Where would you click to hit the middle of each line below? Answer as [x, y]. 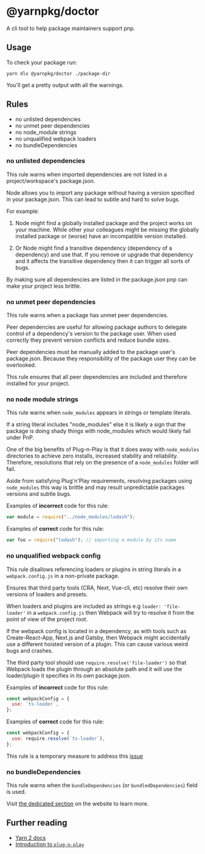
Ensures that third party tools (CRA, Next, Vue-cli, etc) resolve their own [97, 588]
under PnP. [20, 437]
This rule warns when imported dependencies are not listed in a [87, 174]
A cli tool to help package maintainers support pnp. [71, 28]
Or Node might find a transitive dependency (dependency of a [94, 248]
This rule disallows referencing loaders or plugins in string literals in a [94, 569]
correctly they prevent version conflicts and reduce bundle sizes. [88, 340]
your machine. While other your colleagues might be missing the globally [107, 229]
